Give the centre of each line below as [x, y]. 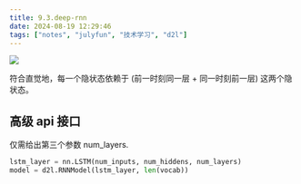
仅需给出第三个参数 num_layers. [69, 145]
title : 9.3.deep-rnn [49, 18]
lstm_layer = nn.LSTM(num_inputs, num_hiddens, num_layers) [126, 162]
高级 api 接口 [45, 121]
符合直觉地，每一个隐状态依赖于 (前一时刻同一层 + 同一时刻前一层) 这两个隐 [151, 79]
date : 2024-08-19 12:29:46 [60, 26]
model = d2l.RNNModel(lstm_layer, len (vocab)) [99, 170]
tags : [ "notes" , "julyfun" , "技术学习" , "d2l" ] [99, 34]
